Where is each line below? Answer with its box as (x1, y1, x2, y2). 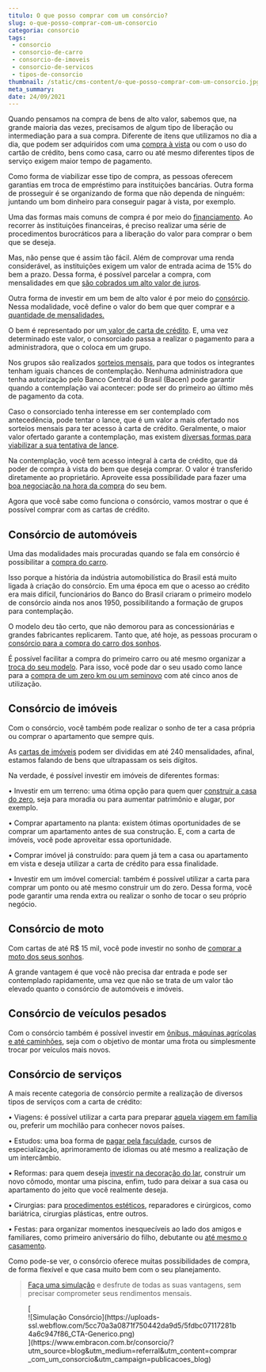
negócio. (8, 899, 37, 909)
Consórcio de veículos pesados (8, 1007, 167, 1020)
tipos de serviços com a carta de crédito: (8, 1097, 142, 1107)
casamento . (8, 1241, 47, 1251)
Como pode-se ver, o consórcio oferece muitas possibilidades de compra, (8, 1256, 251, 1266)
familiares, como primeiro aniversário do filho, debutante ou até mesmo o (8, 1233, 248, 1242)
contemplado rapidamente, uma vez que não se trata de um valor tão (8, 975, 234, 985)
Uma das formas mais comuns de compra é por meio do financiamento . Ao (8, 212, 253, 222)
